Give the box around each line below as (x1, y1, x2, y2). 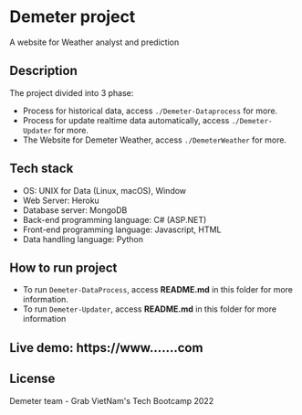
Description (9, 63, 78, 79)
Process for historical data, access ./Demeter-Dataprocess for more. (22, 105, 278, 116)
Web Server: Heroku (22, 195, 100, 206)
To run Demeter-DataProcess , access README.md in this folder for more (22, 284, 294, 295)
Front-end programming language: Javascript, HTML (22, 224, 222, 235)
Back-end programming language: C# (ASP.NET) (22, 214, 207, 225)
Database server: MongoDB (22, 204, 128, 216)
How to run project (9, 260, 118, 275)
